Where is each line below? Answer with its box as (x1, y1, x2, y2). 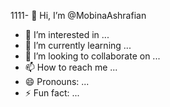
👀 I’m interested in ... (24, 29, 110, 40)
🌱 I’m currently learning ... (24, 40, 132, 51)
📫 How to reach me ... (24, 61, 118, 73)
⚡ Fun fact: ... (24, 87, 80, 99)
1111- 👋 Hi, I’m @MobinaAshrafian (10, 10, 147, 21)
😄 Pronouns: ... (24, 76, 90, 87)
